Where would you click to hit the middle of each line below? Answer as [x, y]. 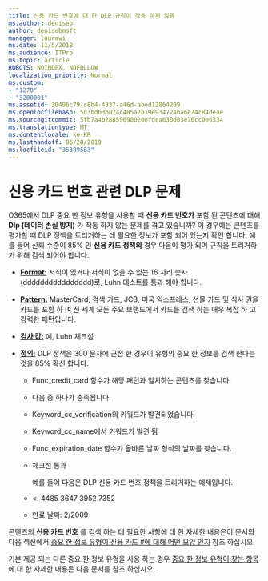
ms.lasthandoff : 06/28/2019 [55, 142]
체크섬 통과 [49, 466]
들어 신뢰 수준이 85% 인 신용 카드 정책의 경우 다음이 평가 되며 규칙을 [123, 246]
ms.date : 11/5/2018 [41, 46]
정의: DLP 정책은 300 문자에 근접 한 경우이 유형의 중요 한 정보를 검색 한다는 [138, 354]
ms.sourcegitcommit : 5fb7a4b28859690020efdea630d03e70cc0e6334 [116, 120]
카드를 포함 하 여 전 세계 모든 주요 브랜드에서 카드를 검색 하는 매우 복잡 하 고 [138, 310]
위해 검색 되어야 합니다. [53, 255]
